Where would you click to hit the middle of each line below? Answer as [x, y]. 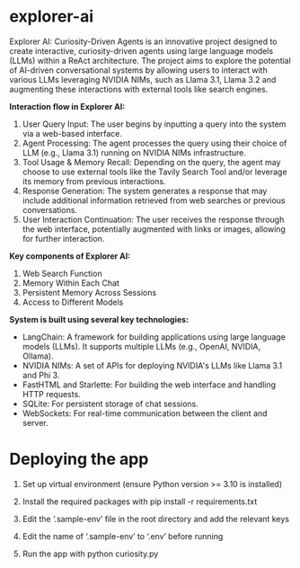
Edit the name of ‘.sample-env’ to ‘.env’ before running [123, 536]
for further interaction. [63, 238]
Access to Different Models [73, 302]
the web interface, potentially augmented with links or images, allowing [154, 229]
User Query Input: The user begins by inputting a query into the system [154, 124]
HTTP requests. [51, 394]
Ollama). [38, 356]
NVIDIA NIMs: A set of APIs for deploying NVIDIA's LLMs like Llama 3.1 [152, 365]
